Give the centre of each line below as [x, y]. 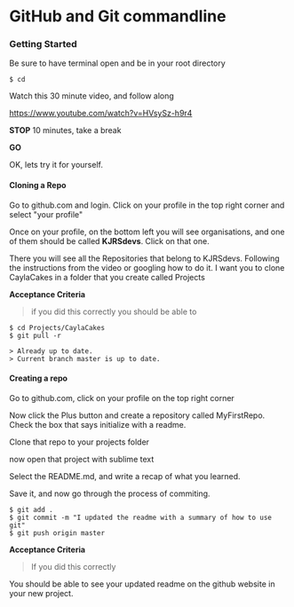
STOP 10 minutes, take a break [65, 130]
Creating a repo [39, 378]
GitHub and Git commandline [118, 16]
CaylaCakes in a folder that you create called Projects [107, 277]
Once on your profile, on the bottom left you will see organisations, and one [147, 232]
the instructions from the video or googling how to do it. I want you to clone [147, 267]
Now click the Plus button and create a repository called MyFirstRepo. [137, 415]
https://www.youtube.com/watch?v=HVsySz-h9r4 [101, 114]
